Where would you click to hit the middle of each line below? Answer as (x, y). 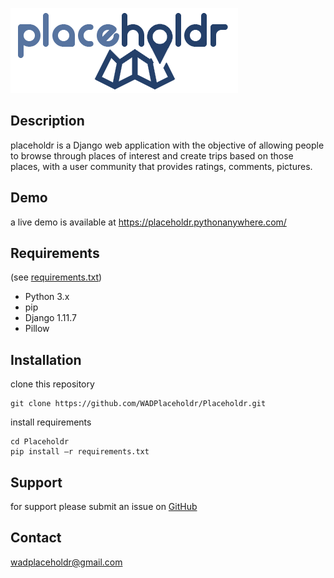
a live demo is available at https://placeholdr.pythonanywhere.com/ (148, 222)
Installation (46, 359)
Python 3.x (47, 297)
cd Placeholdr (40, 442)
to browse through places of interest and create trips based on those (152, 155)
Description (47, 121)
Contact (36, 538)
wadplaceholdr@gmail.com (66, 562)
